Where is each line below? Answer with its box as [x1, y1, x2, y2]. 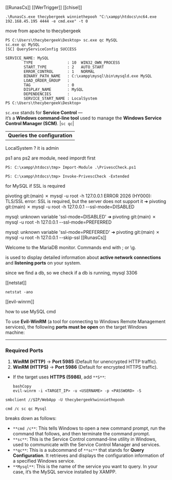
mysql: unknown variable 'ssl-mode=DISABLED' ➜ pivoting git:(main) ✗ [5, 214, 156, 219]
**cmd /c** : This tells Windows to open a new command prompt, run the [12, 425, 166, 431]
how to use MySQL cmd [5, 309, 56, 314]
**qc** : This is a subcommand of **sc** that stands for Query [12, 447, 144, 453]
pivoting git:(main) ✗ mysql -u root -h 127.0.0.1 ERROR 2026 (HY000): [5, 193, 152, 199]
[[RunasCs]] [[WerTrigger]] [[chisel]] [5, 5, 82, 10]
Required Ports [5, 347, 44, 354]
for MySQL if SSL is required [5, 183, 66, 189]
